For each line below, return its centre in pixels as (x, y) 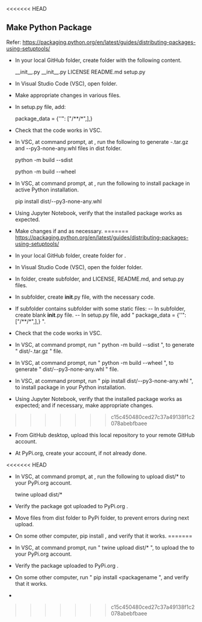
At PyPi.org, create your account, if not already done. (81, 453)
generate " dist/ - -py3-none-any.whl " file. (67, 369)
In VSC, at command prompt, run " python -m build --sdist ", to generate (104, 344)
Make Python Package (49, 27)
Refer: (14, 42)
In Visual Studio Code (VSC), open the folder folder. (79, 267)
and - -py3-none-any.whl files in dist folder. (68, 148)
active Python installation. (47, 190)
